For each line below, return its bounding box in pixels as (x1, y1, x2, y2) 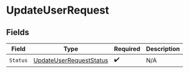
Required (114, 45, 141, 53)
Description (145, 45, 180, 53)
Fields (6, 27, 30, 37)
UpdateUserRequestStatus (33, 56, 109, 64)
